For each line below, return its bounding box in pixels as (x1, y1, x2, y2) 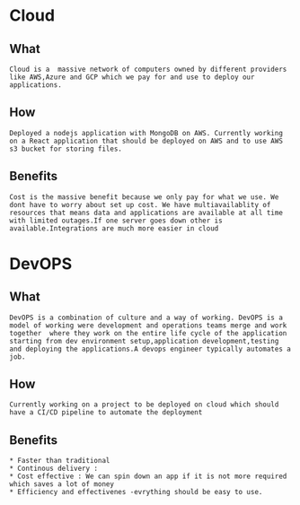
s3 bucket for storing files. (9, 144, 123, 153)
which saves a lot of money (9, 480, 115, 489)
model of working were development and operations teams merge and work (9, 320, 287, 330)
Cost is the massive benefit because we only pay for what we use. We (9, 192, 279, 202)
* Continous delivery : (9, 464, 99, 474)
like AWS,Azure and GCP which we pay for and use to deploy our (9, 73, 255, 82)
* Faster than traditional (9, 457, 110, 466)
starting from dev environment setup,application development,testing (9, 336, 279, 345)
